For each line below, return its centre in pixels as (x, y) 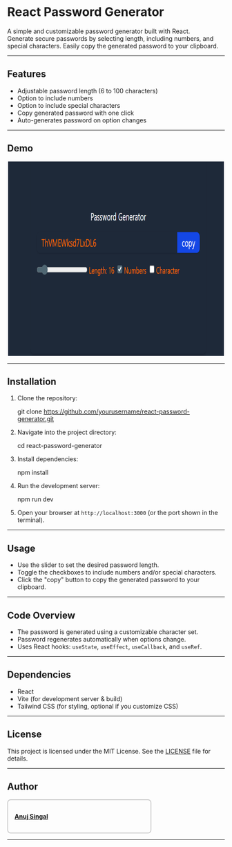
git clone (30, 411)
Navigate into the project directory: (67, 432)
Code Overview (41, 615)
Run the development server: (58, 486)
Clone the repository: (47, 398)
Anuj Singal (31, 817)
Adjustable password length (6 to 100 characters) (87, 91)
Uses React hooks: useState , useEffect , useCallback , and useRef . (109, 646)
